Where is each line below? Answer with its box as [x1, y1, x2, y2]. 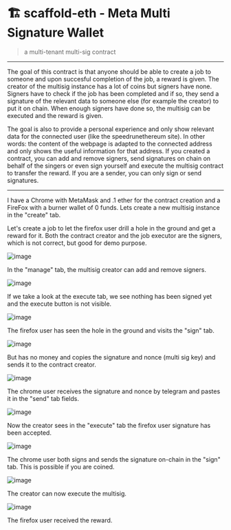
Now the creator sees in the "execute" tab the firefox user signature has [7, 421, 211, 429]
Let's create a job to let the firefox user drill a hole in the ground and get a [7, 224, 216, 232]
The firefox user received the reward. [7, 516, 113, 524]
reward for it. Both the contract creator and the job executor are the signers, [7, 231, 222, 239]
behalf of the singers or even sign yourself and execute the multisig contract [7, 161, 224, 170]
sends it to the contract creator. [7, 360, 96, 369]
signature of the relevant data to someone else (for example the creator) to [7, 97, 219, 105]
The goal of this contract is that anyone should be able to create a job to [7, 67, 212, 76]
